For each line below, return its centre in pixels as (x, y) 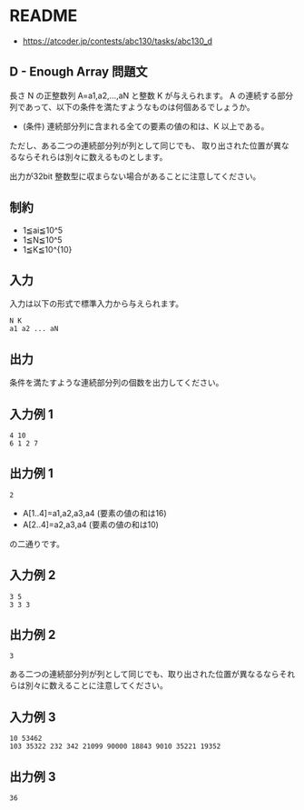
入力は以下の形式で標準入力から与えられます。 (97, 304)
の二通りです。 (37, 544)
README (44, 16)
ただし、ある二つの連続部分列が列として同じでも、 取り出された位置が (142, 145)
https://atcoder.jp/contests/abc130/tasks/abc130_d (118, 41)
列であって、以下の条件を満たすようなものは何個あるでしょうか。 (132, 106)
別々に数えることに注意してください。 (96, 685)
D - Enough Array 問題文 (78, 72)
